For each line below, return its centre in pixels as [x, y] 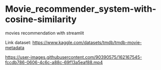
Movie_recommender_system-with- [81, 9]
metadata [15, 47]
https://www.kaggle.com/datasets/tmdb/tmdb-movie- [87, 42]
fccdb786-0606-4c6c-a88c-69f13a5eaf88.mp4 [54, 62]
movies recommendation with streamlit [45, 33]
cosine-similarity [41, 19]
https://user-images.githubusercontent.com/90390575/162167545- [74, 57]
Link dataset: [18, 42]
